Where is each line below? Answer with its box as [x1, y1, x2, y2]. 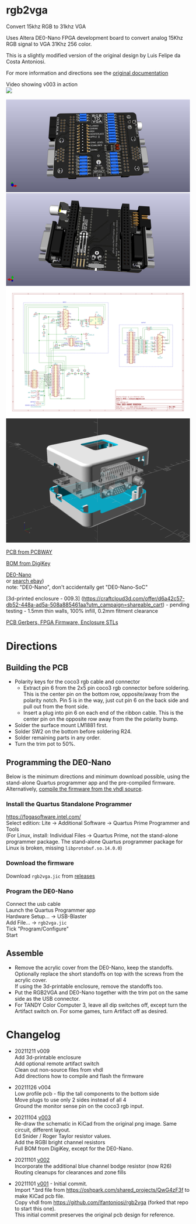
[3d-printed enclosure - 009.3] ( [6, 595, 83, 602]
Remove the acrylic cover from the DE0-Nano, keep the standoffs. [14, 964, 174, 971]
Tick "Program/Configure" [6, 925, 69, 932]
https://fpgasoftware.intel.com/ [6, 813, 81, 820]
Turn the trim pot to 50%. [14, 741, 76, 748]
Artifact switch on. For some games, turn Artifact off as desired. [14, 1007, 168, 1014]
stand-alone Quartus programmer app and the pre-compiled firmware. [6, 779, 176, 786]
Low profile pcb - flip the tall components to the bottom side [14, 1090, 159, 1097]
